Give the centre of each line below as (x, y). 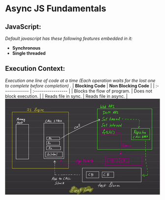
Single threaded (29, 53)
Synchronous (26, 48)
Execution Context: (35, 69)
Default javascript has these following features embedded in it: (69, 38)
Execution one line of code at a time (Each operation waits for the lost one (80, 80)
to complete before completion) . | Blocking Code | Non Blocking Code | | (80, 86)
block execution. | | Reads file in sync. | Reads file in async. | (66, 96)
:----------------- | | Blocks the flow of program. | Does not (92, 91)
